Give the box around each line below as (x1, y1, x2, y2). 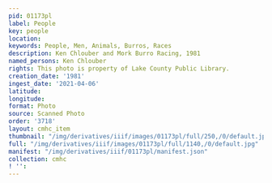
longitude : (8, 95, 45, 103)
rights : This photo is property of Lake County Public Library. (8, 65, 230, 73)
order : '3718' (8, 117, 57, 126)
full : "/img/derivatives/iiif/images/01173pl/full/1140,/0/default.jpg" (8, 139, 259, 148)
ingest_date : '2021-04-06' (8, 79, 100, 87)
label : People (8, 19, 57, 28)
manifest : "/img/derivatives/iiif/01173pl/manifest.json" (8, 147, 208, 155)
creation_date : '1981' (8, 72, 85, 80)
